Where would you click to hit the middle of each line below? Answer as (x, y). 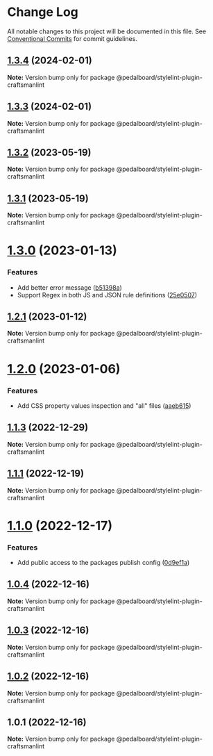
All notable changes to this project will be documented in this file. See (107, 31)
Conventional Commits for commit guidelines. (72, 38)
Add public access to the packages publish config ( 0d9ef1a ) (103, 563)
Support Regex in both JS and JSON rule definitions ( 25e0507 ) (107, 295)
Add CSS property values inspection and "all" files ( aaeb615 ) (104, 405)
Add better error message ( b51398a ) (70, 287)
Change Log (43, 12)
